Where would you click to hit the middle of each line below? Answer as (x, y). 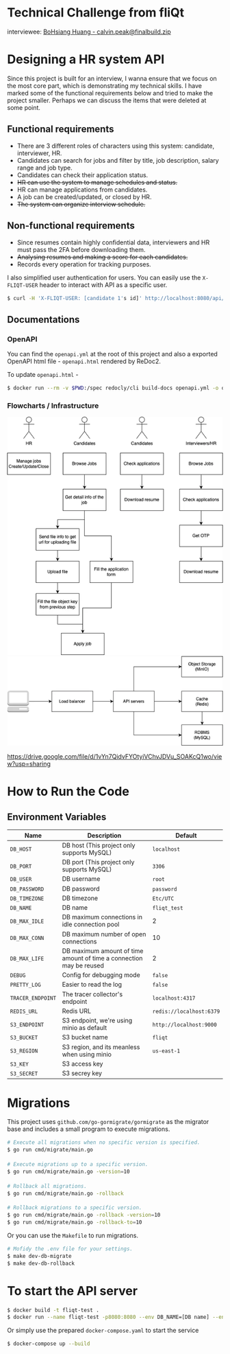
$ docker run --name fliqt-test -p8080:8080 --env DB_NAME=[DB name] (108, 1317)
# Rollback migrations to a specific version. (75, 1208)
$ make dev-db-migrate (39, 1256)
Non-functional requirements (71, 226)
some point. (24, 107)
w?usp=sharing (29, 764)
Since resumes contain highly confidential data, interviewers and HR (113, 242)
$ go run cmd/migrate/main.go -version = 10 (68, 1171)
